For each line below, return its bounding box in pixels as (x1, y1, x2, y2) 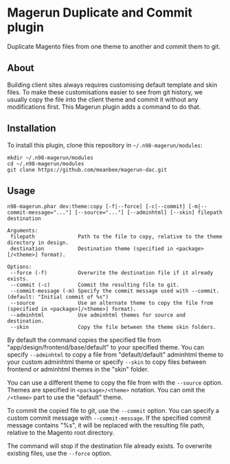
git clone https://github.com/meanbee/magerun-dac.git (7, 166, 168, 173)
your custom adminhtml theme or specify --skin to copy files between (7, 358, 207, 366)
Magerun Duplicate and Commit (7, 5, 193, 21)
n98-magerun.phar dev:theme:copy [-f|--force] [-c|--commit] (7, 203, 186, 210)
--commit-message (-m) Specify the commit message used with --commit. (10, 288, 220, 294)
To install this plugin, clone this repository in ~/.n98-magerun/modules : (7, 141, 203, 149)
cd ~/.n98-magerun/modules (7, 160, 84, 167)
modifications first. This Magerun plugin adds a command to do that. (7, 102, 201, 111)
